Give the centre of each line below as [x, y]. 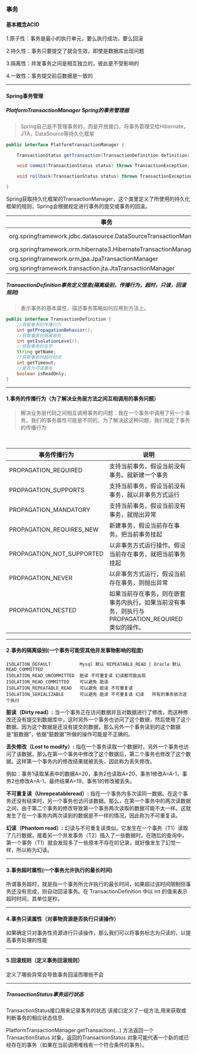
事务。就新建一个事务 [139, 475]
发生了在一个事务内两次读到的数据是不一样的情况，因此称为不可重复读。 [93, 815]
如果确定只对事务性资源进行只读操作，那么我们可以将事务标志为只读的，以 [96, 933]
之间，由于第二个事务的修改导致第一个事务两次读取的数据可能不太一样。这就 [98, 808]
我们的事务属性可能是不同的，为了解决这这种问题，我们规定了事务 [111, 420]
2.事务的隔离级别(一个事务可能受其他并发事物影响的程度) [75, 650]
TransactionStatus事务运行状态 [45, 994]
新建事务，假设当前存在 [142, 525]
